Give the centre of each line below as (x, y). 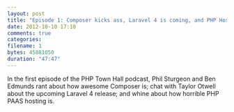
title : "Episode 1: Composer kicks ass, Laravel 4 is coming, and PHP (112, 20)
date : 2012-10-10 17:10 (42, 26)
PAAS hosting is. (31, 101)
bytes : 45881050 (31, 53)
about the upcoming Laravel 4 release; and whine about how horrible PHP (113, 93)
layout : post (26, 14)
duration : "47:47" (34, 59)
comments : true (29, 33)
